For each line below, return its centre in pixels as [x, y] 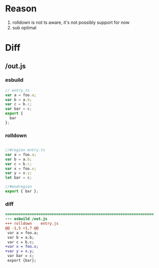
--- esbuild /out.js [26, 219]
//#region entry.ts [25, 150]
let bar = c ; [19, 178]
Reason [21, 9]
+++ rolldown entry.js [32, 224]
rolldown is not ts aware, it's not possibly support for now [71, 22]
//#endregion [19, 187]
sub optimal [24, 27]
